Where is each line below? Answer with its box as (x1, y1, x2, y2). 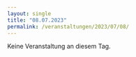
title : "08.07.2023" (7, 17, 68, 24)
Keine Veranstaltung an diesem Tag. (7, 42, 111, 51)
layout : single (7, 10, 52, 17)
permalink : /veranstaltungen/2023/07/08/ (7, 23, 130, 30)
